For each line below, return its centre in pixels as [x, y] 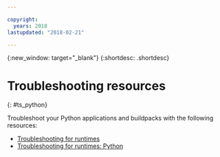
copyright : [23, 19]
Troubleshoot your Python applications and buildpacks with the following [110, 118]
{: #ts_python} [27, 105]
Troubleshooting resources [87, 86]
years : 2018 [31, 26]
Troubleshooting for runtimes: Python [70, 146]
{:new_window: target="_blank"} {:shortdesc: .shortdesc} [88, 58]
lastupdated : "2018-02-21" [46, 32]
